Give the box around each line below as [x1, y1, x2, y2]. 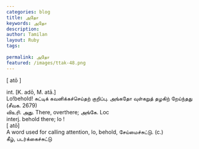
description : [6, 26, 40, 32]
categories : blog [6, 9, 51, 15]
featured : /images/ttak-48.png [6, 60, 86, 66]
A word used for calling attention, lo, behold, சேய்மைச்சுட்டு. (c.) [6, 128, 164, 136]
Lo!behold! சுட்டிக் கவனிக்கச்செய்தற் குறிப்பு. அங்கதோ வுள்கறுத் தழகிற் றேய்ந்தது [6, 95, 193, 102]
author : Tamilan [6, 32, 48, 38]
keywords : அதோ [6, 20, 47, 26]
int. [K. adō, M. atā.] [6, 88, 56, 95]
